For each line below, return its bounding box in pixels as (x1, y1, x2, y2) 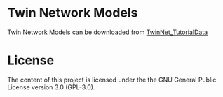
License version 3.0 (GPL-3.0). (7, 82, 95, 91)
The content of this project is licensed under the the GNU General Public (7, 75, 217, 84)
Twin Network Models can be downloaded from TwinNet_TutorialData (7, 28, 208, 36)
